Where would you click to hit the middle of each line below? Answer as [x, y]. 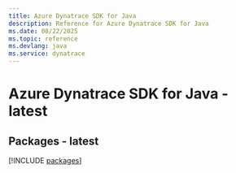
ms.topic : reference [44, 39]
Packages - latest [54, 141]
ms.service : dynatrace [47, 54]
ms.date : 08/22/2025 [44, 31]
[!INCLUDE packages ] [45, 160]
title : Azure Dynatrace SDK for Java [72, 16]
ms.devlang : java [38, 46]
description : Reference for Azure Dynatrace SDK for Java [109, 24]
